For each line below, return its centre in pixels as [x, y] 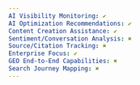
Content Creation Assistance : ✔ [63, 31]
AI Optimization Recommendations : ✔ [70, 23]
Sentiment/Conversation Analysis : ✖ [70, 38]
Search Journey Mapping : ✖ [54, 69]
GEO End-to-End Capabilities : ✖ [63, 62]
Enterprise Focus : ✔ [43, 53]
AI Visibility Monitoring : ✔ [57, 16]
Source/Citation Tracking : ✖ [57, 46]
